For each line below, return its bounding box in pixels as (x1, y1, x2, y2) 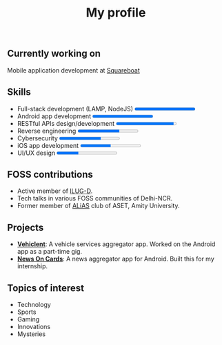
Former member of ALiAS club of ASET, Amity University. (17, 202, 181, 210)
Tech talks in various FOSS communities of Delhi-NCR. (17, 194, 173, 203)
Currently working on (7, 48, 101, 59)
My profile (85, 5, 146, 21)
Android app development (17, 112, 92, 120)
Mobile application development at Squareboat (7, 66, 140, 74)
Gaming (17, 315, 40, 323)
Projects (7, 221, 44, 233)
